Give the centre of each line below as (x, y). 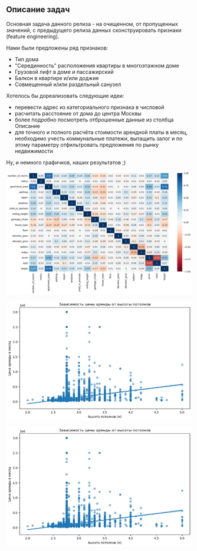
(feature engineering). (33, 36)
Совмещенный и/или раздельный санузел (68, 84)
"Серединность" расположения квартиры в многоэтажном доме (97, 65)
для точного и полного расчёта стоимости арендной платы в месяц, (101, 132)
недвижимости (34, 151)
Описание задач (38, 10)
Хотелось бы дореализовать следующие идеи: (65, 95)
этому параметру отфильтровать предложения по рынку (87, 144)
